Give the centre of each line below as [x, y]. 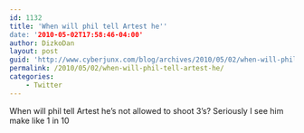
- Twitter [44, 85]
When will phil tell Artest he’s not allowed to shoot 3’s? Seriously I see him [147, 110]
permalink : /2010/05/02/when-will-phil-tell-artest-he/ [117, 69]
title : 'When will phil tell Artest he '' [89, 26]
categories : [32, 77]
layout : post [34, 52]
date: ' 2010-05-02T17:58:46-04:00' [76, 34]
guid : [19, 60]
